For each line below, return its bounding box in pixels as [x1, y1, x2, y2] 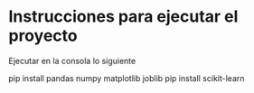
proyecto [8, 25, 78, 46]
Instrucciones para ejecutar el [8, 6, 239, 27]
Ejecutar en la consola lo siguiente [8, 55, 136, 66]
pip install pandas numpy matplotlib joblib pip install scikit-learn [8, 72, 245, 83]
